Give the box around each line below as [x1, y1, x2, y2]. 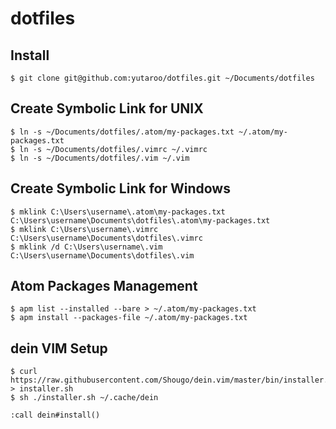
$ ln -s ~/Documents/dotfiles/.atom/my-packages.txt [10, 127, 235, 137]
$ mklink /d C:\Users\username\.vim [10, 242, 163, 252]
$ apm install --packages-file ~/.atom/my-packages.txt [10, 313, 248, 323]
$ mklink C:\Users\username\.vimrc [10, 224, 159, 234]
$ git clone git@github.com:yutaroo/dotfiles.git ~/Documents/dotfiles [10, 73, 315, 83]
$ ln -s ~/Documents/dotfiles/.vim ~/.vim [10, 153, 190, 163]
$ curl [10, 367, 38, 377]
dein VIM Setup [10, 340, 108, 357]
